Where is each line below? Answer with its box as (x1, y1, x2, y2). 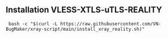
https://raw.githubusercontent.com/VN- (60, 21, 162, 27)
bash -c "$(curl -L (8, 21, 58, 27)
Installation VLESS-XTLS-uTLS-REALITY (5, 5, 163, 15)
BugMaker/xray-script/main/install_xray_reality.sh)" (5, 26, 145, 32)
